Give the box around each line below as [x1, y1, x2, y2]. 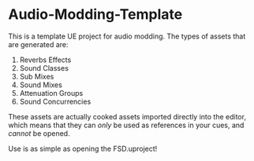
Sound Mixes [19, 80, 63, 90]
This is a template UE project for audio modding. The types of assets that [8, 31, 246, 41]
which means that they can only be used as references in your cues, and [8, 120, 245, 130]
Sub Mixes [19, 71, 54, 81]
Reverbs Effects [19, 55, 72, 64]
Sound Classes [19, 63, 69, 72]
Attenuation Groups [19, 88, 84, 97]
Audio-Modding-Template [8, 5, 183, 24]
